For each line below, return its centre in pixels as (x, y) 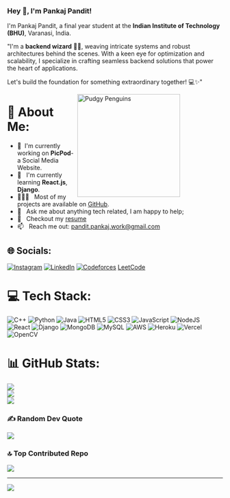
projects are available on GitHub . (63, 204)
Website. (29, 168)
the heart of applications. (42, 69)
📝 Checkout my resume (52, 219)
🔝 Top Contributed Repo (48, 453)
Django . (28, 190)
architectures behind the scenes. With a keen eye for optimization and (106, 54)
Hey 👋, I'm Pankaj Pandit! (50, 11)
